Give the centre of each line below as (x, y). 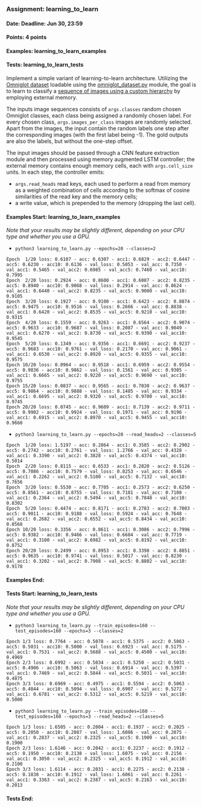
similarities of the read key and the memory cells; (76, 196)
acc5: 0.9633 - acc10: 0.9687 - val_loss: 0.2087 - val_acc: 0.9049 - (97, 328)
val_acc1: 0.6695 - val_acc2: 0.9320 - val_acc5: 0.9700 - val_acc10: (97, 397)
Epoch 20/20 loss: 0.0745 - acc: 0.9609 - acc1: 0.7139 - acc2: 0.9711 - (101, 407)
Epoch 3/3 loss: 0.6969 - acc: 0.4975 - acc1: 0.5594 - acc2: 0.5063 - (98, 683)
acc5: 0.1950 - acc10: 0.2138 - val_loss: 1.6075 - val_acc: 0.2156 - (97, 753)
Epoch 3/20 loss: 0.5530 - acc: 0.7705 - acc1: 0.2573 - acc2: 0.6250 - (101, 487)
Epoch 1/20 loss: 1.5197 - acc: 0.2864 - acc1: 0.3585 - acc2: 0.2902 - (101, 445)
